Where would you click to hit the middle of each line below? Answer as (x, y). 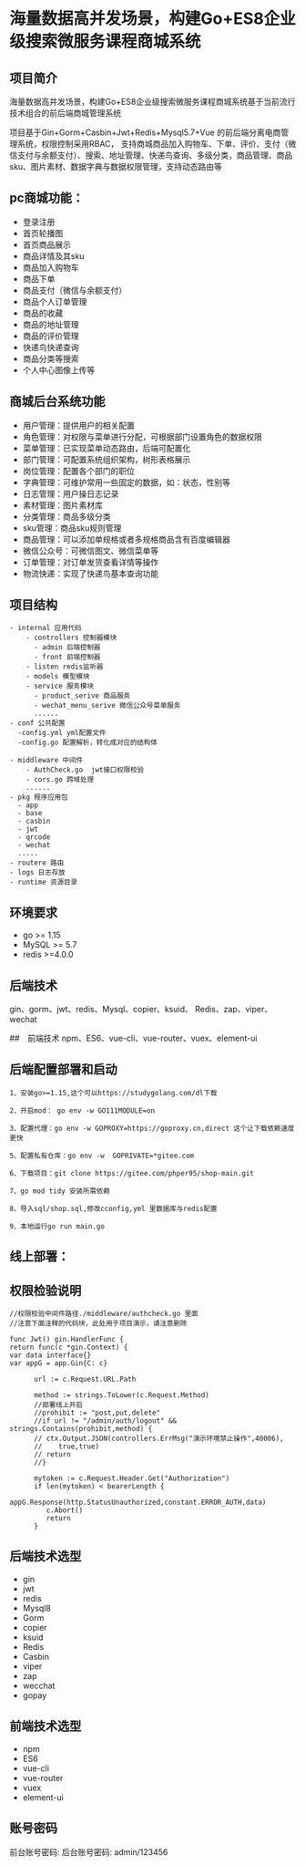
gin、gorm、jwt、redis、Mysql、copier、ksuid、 (101, 1010)
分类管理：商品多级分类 (66, 516)
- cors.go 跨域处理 (60, 780)
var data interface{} (51, 1355)
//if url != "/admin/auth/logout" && (105, 1421)
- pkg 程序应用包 (39, 798)
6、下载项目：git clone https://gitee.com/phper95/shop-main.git (132, 1173)
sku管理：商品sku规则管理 (72, 528)
